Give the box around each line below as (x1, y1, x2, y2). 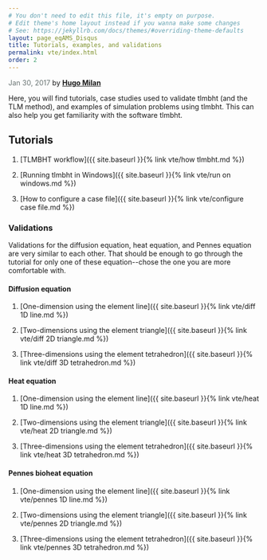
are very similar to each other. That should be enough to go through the (8, 249, 243, 258)
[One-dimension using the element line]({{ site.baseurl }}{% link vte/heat (19, 394, 260, 403)
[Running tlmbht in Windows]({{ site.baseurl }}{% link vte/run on (19, 170, 231, 179)
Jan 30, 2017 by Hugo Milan (8, 77, 101, 88)
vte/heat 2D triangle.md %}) (19, 426, 113, 436)
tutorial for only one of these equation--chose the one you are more (8, 257, 231, 267)
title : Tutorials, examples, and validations (8, 41, 162, 49)
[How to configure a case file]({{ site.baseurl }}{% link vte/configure (19, 194, 245, 203)
